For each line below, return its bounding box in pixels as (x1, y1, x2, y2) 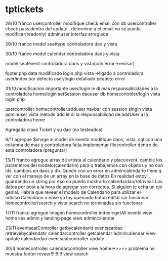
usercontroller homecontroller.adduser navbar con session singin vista (5, 106, 152, 112)
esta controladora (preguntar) (5, 147, 67, 153)
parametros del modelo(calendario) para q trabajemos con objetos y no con (5, 162, 163, 168)
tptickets (5, 4, 44, 15)
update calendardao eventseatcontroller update (5, 235, 105, 241)
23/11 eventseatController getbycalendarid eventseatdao (5, 225, 123, 231)
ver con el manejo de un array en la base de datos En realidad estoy (5, 173, 147, 179)
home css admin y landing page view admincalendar (5, 215, 115, 221)
